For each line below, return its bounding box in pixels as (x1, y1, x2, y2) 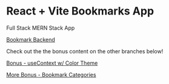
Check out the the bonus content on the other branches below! (6, 47, 164, 55)
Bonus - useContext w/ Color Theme (6, 59, 98, 66)
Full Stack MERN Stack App (6, 24, 75, 31)
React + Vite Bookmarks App (6, 4, 154, 18)
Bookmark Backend (6, 36, 56, 43)
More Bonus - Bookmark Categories (6, 71, 96, 78)
